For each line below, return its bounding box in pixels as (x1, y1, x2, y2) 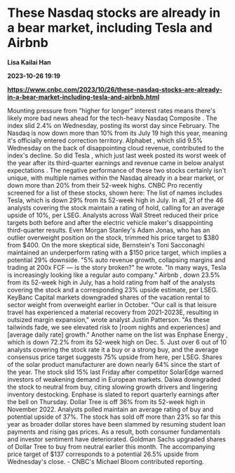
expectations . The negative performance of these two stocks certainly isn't (7, 166, 227, 174)
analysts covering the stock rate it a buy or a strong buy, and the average (7, 345, 219, 354)
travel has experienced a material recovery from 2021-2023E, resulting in (7, 308, 219, 316)
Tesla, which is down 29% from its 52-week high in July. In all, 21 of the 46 (7, 195, 224, 205)
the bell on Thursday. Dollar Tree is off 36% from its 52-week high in (7, 397, 206, 406)
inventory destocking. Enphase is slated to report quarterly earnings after (7, 390, 220, 399)
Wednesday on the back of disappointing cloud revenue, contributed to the (7, 143, 224, 152)
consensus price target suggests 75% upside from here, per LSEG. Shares (7, 353, 222, 361)
